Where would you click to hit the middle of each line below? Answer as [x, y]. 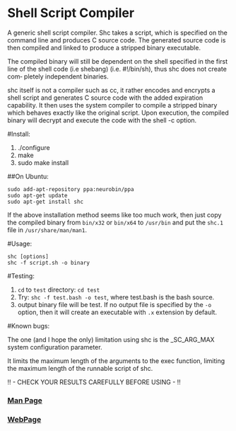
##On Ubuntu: [28, 176]
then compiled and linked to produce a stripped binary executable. [104, 47]
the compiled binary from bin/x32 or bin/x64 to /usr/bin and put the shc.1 [116, 222]
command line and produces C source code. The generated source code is [117, 40]
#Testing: [21, 276]
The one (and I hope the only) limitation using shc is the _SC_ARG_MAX [111, 339]
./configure [34, 147]
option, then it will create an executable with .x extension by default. [117, 312]
